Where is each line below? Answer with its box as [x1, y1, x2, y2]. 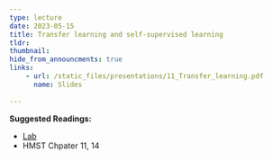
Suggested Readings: [9, 113, 92, 124]
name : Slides [32, 80, 83, 89]
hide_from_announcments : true [9, 55, 123, 64]
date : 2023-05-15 [9, 22, 75, 31]
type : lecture [9, 13, 63, 22]
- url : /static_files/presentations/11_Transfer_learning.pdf [25, 72, 264, 81]
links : [9, 64, 34, 73]
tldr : [9, 38, 30, 48]
